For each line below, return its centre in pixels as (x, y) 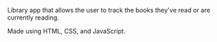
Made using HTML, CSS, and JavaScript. (67, 31)
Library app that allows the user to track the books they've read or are (109, 10)
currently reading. (33, 17)
